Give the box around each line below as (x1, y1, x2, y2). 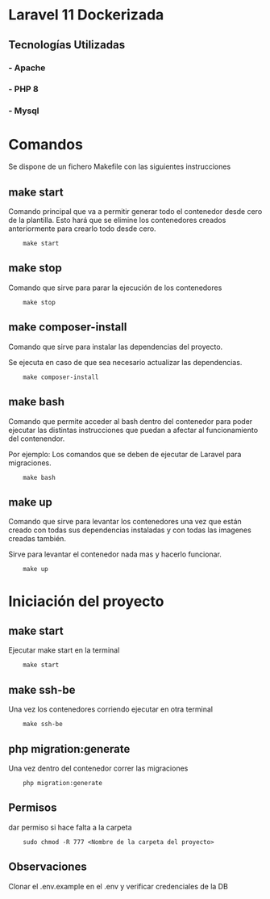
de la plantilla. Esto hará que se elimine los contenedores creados (8, 216, 226, 225)
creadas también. (8, 534, 67, 544)
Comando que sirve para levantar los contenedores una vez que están (8, 517, 242, 527)
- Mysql (8, 105, 39, 116)
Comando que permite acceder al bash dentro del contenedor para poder (8, 416, 253, 426)
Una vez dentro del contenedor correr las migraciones (8, 763, 189, 773)
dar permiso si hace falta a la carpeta (8, 822, 132, 832)
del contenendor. (8, 434, 65, 443)
